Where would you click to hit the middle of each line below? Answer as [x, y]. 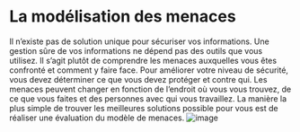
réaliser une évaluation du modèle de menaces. [97, 118]
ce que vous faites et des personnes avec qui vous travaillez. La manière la [148, 98]
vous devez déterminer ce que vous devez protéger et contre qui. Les [138, 79]
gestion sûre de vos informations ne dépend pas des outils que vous [136, 50]
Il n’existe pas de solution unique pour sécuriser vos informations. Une [139, 41]
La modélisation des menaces [123, 17]
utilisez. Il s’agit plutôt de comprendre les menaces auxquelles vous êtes [143, 60]
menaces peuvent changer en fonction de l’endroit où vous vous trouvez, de [150, 89]
